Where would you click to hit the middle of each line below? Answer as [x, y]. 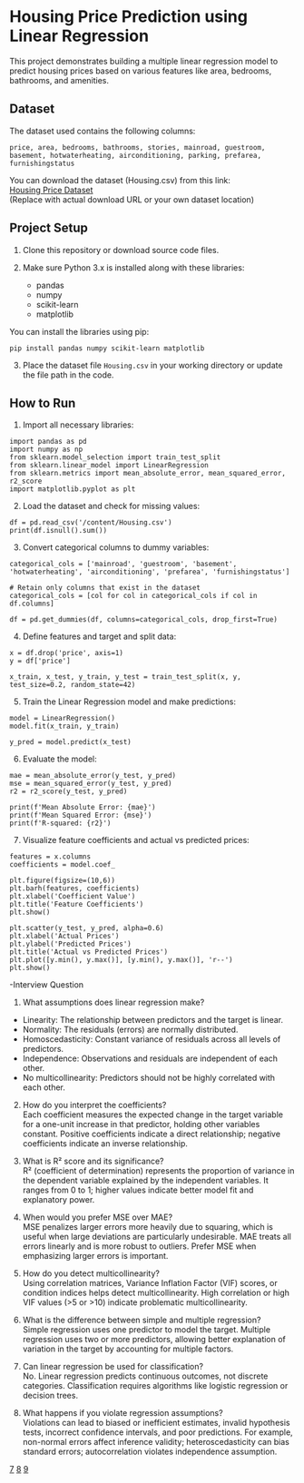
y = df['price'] [40, 661]
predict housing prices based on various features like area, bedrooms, [141, 71]
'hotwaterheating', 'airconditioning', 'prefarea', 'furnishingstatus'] [150, 572]
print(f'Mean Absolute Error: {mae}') [83, 808]
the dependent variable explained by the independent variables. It [146, 1181]
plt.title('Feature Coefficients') [77, 905]
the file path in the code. [68, 375]
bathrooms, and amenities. [59, 80]
